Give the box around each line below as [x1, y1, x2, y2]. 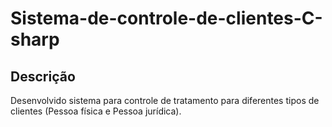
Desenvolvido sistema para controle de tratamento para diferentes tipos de [10, 95, 320, 106]
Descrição [10, 68, 76, 85]
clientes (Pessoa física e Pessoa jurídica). [10, 105, 182, 117]
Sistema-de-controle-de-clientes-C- [10, 7, 323, 30]
